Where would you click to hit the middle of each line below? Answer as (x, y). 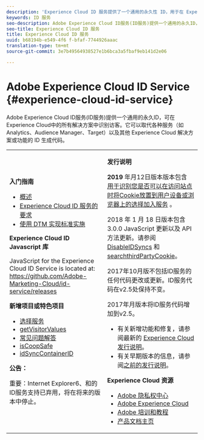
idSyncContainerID (47, 353)
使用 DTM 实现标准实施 (53, 224)
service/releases (33, 291)
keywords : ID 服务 (29, 18)
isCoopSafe (36, 345)
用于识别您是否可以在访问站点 (150, 186)
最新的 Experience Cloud (159, 337)
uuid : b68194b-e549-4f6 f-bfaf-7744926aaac (62, 40)
